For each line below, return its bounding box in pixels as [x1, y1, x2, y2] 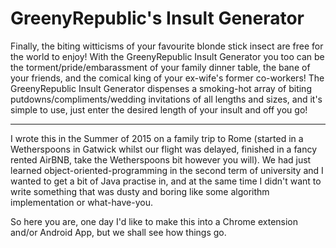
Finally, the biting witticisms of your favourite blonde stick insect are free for [10, 40, 324, 52]
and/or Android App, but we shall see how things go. [10, 226, 227, 238]
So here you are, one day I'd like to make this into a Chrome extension [10, 215, 299, 227]
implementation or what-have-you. [10, 196, 153, 208]
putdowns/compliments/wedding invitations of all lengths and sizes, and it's [10, 93, 323, 105]
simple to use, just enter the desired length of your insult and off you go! [10, 103, 308, 116]
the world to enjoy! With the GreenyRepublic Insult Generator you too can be [10, 50, 325, 62]
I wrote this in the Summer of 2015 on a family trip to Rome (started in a [10, 132, 304, 144]
